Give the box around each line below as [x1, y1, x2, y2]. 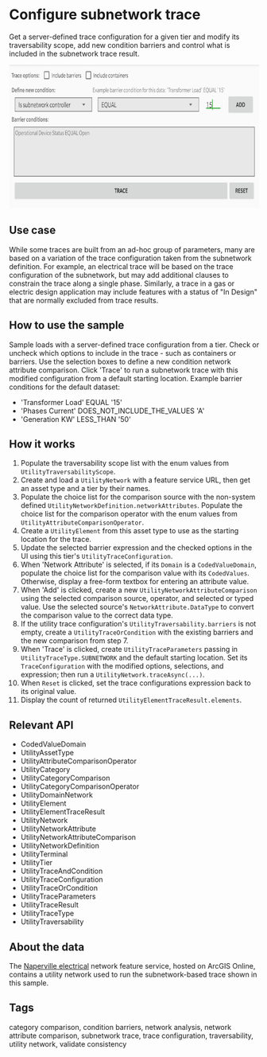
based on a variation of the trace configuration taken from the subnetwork [9, 253, 253, 263]
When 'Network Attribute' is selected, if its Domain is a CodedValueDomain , [20, 560, 257, 570]
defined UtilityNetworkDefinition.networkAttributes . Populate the [20, 501, 243, 510]
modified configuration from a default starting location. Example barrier [9, 373, 243, 383]
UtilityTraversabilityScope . [20, 467, 116, 477]
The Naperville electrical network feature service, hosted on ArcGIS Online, [9, 961, 256, 970]
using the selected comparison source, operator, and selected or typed [20, 594, 254, 603]
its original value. [20, 687, 77, 696]
